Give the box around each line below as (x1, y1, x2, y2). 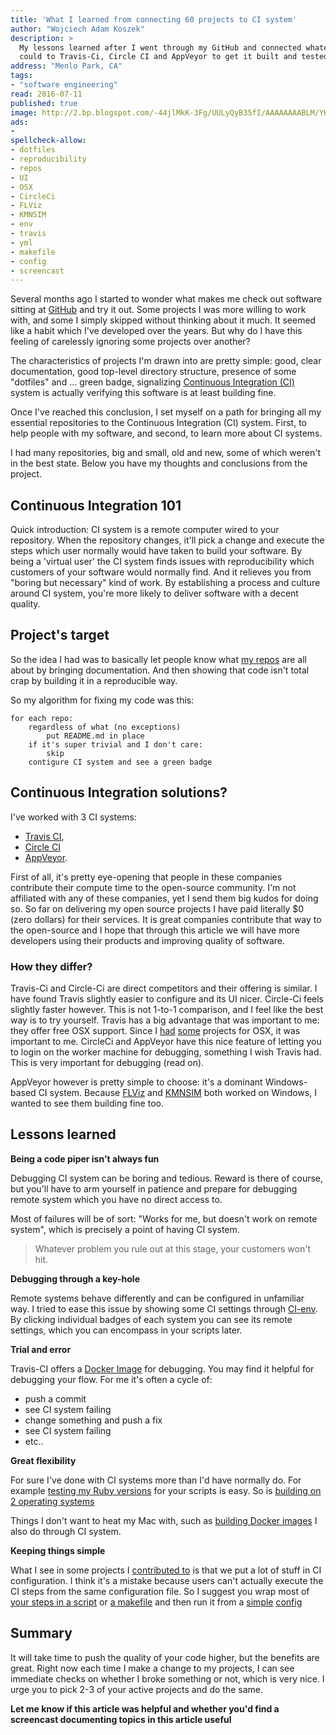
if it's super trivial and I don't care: (28, 739, 203, 750)
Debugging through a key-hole (10, 1272, 140, 1285)
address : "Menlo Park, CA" (10, 61, 123, 71)
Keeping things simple (10, 1544, 106, 1556)
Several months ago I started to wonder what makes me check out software (10, 293, 323, 305)
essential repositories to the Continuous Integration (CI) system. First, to (10, 417, 308, 429)
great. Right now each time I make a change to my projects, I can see (10, 1662, 295, 1674)
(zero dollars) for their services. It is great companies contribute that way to (10, 913, 322, 925)
